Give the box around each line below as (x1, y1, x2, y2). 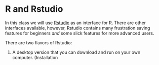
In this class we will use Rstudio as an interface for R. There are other (5, 20, 146, 26)
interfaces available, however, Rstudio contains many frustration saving (5, 25, 151, 31)
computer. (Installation (12, 54, 58, 60)
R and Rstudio (5, 3, 63, 15)
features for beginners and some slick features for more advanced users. (5, 30, 155, 36)
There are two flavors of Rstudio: (5, 39, 72, 45)
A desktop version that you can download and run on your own (12, 49, 141, 55)
